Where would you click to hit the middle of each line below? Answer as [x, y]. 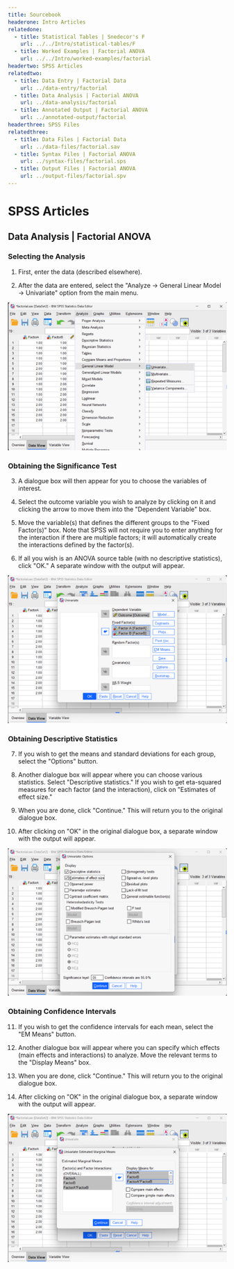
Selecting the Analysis [47, 257]
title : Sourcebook [34, 15]
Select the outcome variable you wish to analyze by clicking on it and [117, 502]
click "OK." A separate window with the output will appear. [101, 566]
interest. [30, 488]
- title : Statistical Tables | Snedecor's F [80, 37]
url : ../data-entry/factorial [64, 88]
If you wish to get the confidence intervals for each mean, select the [116, 1026]
